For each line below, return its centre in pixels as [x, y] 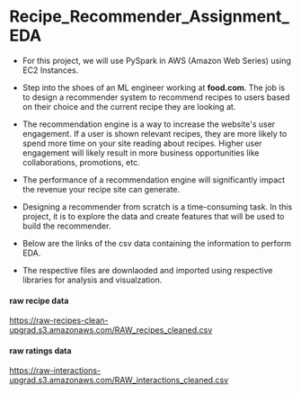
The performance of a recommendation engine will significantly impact [154, 179]
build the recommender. [66, 226]
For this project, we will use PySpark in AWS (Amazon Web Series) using [157, 60]
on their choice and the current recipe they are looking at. [129, 106]
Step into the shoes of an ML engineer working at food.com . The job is [154, 87]
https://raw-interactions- [55, 371]
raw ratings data [40, 350]
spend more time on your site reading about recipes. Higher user [142, 143]
